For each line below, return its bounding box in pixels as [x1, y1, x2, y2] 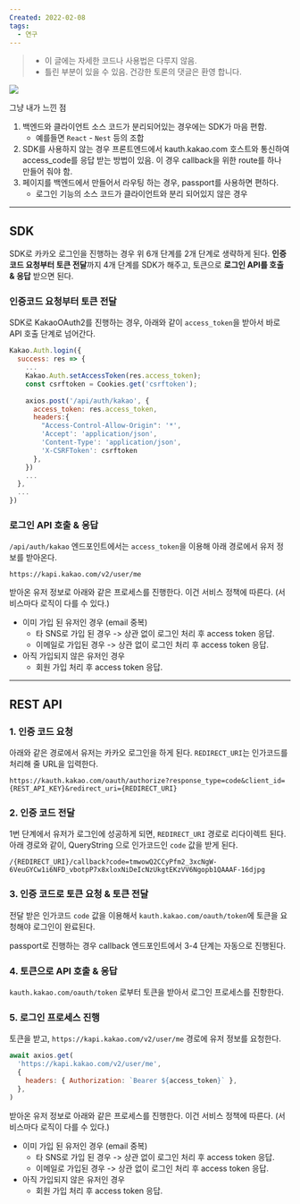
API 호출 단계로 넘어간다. [9, 329, 96, 339]
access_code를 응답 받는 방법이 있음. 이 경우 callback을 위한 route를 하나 [21, 155, 282, 166]
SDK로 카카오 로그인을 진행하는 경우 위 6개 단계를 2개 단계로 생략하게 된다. [9, 248, 271, 260]
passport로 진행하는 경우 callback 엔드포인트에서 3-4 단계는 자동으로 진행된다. [9, 940, 287, 951]
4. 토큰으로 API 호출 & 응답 [9, 964, 118, 977]
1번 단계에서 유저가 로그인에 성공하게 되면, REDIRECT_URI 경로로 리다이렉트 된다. [9, 829, 287, 840]
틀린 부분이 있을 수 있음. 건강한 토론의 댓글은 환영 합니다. [44, 66, 243, 77]
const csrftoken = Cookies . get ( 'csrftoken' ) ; [25, 380, 198, 389]
